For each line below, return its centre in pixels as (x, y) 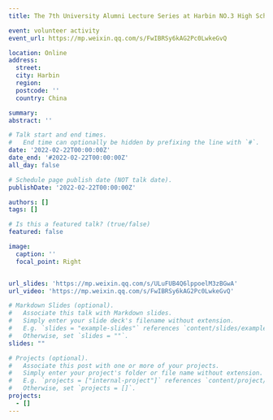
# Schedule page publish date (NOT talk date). (91, 180)
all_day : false (34, 165)
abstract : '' (30, 120)
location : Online (38, 53)
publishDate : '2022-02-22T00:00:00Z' (72, 188)
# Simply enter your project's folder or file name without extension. (136, 373)
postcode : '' (38, 90)
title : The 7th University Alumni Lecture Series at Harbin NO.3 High (130, 16)
